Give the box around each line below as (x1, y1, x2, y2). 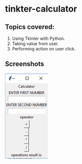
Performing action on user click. (12, 46, 76, 51)
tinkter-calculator (5, 3, 77, 15)
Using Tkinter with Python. (12, 35, 65, 41)
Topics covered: (5, 23, 55, 31)
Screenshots (5, 60, 44, 68)
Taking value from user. (12, 41, 59, 47)
